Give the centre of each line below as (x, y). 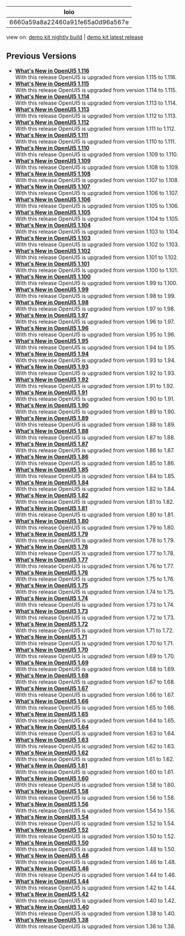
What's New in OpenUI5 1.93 (52, 366)
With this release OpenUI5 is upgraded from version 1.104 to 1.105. (97, 219)
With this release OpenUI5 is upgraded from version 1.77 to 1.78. (95, 553)
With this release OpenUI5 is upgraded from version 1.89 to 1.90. (95, 412)
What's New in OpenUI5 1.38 (52, 920)
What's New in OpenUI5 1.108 (53, 173)
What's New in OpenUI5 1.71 (51, 637)
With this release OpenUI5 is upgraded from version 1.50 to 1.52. (95, 836)
